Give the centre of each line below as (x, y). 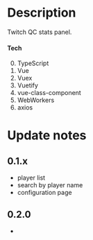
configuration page (44, 193)
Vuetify (27, 85)
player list (31, 178)
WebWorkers (36, 100)
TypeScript (33, 63)
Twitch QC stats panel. (40, 32)
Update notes (47, 136)
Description (42, 13)
